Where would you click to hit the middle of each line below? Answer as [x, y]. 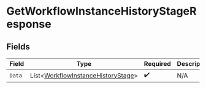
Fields [18, 47]
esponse [29, 24]
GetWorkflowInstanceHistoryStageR [102, 11]
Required [158, 64]
